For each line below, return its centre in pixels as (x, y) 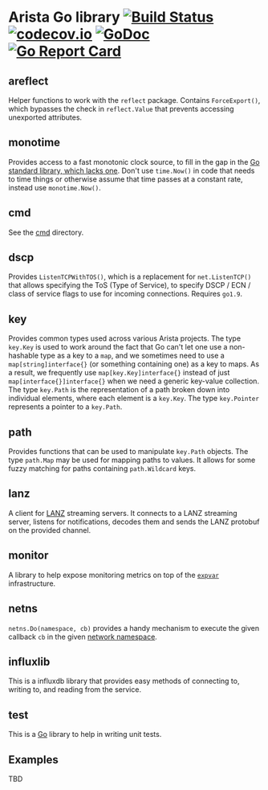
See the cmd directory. (46, 232)
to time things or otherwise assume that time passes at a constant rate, (126, 179)
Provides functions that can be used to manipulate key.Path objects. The (128, 452)
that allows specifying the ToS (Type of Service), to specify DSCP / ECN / (130, 285)
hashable (23, 356)
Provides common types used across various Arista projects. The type (125, 338)
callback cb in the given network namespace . (83, 637)
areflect (28, 81)
